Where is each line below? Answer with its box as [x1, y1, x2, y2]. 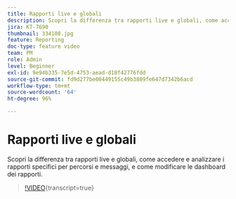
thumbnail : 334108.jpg [7, 30, 74, 37]
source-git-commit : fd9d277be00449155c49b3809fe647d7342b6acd [7, 75, 193, 83]
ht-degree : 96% [7, 96, 52, 103]
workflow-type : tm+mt [7, 82, 71, 89]
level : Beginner [7, 63, 55, 70]
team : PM [7, 50, 33, 57]
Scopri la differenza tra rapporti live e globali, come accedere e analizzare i [7, 155, 225, 163]
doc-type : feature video [7, 43, 80, 50]
